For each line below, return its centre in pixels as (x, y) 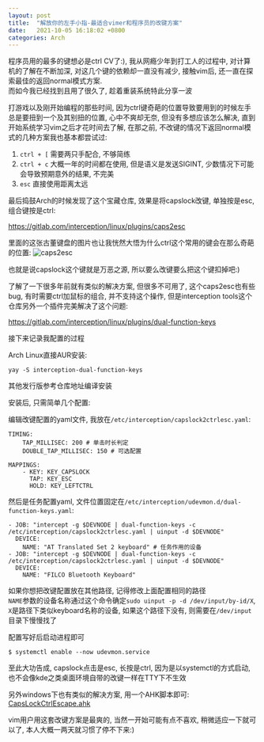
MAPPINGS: (25, 465)
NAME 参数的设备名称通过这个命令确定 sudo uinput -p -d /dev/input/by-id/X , (132, 601)
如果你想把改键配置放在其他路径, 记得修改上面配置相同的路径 (107, 591)
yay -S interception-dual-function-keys (76, 370)
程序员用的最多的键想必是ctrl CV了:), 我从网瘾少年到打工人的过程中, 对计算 (130, 61)
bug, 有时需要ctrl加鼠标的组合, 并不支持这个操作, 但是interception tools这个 (130, 296)
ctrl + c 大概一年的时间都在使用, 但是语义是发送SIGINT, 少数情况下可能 (137, 164)
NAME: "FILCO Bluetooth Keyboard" (79, 575)
